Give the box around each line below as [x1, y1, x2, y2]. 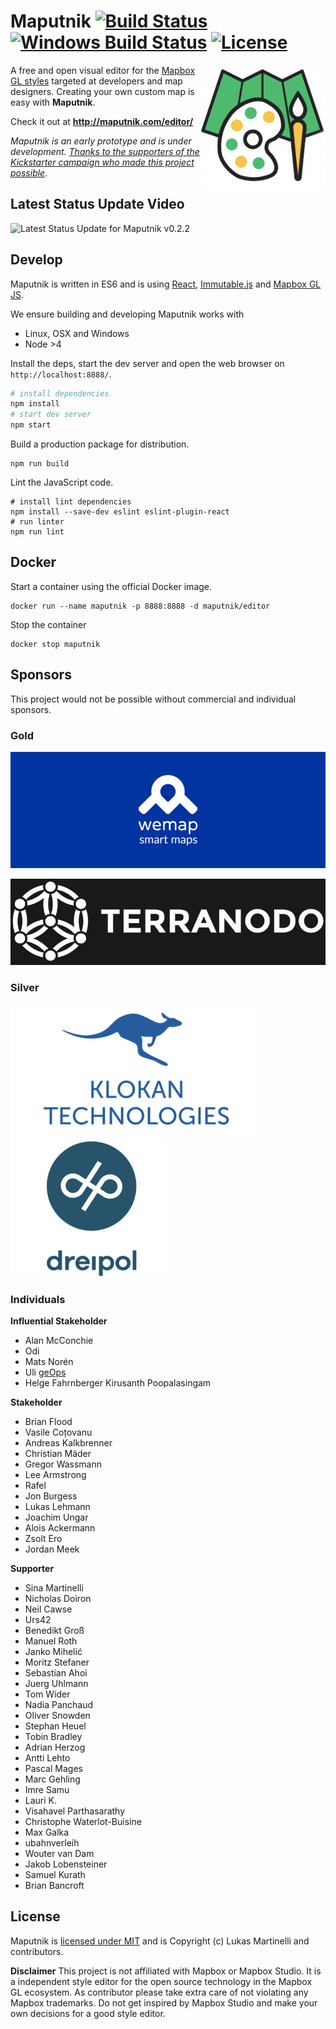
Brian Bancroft [24, 1880, 85, 1892]
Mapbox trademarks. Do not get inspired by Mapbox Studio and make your [10, 1996, 318, 2009]
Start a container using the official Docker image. [10, 580, 213, 592]
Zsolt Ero [24, 1533, 63, 1545]
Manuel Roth [24, 1635, 78, 1647]
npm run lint [10, 527, 65, 537]
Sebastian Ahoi [24, 1667, 88, 1679]
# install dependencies [10, 388, 110, 399]
